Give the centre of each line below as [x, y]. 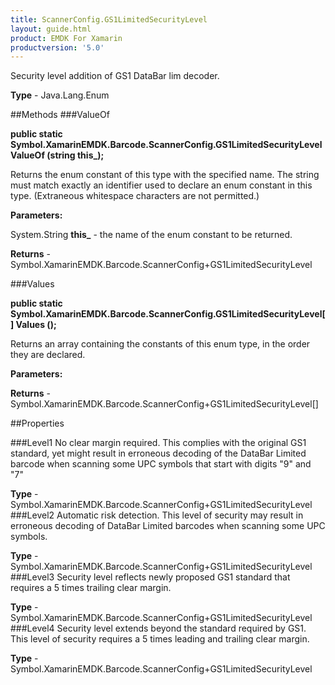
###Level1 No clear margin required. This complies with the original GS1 [158, 443]
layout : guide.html [51, 29]
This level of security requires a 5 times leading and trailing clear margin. [160, 639]
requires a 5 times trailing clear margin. [91, 588]
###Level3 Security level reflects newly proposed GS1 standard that [150, 577]
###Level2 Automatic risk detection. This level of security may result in [157, 515]
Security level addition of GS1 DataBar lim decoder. [115, 76]
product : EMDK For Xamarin [66, 38]
